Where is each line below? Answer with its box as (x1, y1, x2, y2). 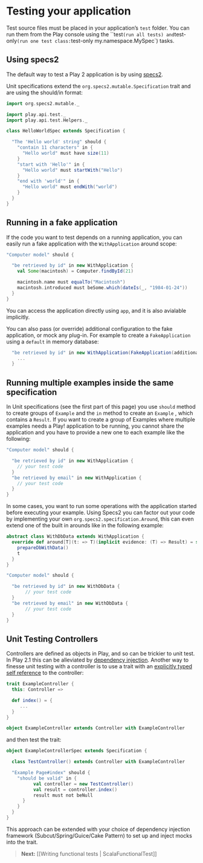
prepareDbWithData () (17, 544, 69, 551)
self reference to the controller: (6, 669, 84, 677)
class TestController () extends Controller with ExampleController (11, 759, 185, 765)
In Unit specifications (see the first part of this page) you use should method (6, 403, 196, 411)
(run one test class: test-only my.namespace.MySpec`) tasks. (17, 37, 175, 44)
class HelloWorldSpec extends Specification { (6, 128, 126, 134)
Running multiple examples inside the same (6, 377, 174, 388)
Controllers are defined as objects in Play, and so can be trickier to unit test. (6, 650, 195, 657)
